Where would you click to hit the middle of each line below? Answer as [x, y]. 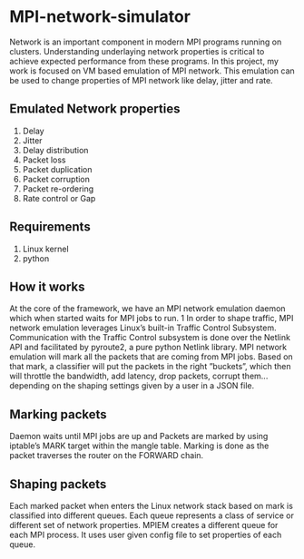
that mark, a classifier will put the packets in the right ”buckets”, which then [150, 367]
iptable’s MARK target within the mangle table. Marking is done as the [139, 446]
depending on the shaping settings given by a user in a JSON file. [132, 386]
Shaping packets [58, 484]
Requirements [50, 227]
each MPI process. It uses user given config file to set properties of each [146, 534]
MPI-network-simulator [100, 17]
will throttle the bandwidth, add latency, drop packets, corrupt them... [139, 376]
